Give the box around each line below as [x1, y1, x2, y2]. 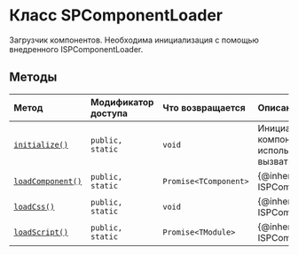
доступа [90, 107, 129, 120]
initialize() [13, 139, 69, 150]
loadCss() [13, 201, 55, 212]
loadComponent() [13, 176, 82, 186]
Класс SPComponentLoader [9, 5, 223, 26]
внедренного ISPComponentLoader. [9, 43, 144, 54]
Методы [9, 70, 58, 85]
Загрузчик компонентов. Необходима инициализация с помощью [9, 35, 260, 45]
